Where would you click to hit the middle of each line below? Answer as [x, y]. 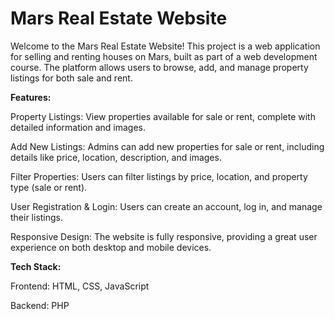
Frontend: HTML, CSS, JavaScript [80, 286]
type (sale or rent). [49, 187]
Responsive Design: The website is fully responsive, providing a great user [164, 236]
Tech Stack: [36, 266]
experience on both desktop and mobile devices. [111, 247]
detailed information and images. [78, 127]
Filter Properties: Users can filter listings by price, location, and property [159, 176]
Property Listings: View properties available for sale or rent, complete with [163, 116]
